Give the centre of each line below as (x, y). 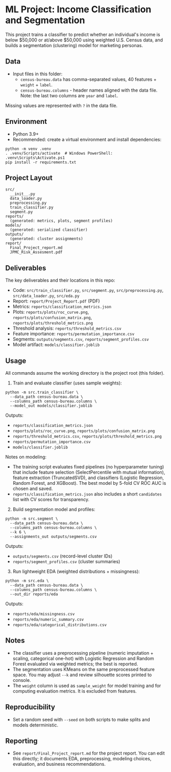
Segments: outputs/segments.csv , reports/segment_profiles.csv (81, 339)
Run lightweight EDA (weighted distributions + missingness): (76, 571)
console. (22, 680)
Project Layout (29, 178)
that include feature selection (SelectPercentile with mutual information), (89, 472)
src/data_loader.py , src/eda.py (46, 296)
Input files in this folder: (38, 74)
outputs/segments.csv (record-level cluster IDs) (63, 556)
